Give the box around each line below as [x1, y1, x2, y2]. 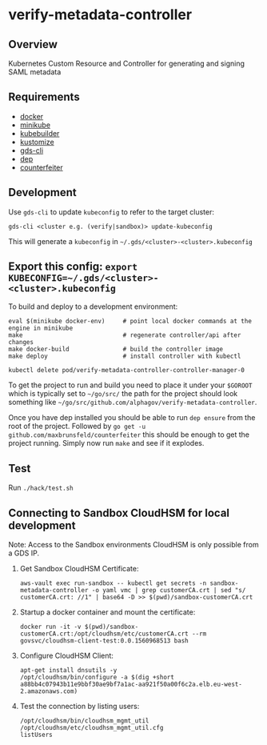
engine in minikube [8, 324, 74, 333]
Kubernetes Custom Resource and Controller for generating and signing [8, 58, 245, 68]
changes [8, 338, 34, 346]
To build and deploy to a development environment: [8, 302, 178, 311]
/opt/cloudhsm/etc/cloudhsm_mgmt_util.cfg [19, 724, 164, 732]
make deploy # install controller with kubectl [8, 352, 241, 361]
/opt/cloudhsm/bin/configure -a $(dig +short [19, 674, 174, 682]
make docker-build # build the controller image [8, 346, 224, 354]
